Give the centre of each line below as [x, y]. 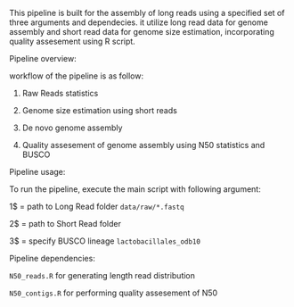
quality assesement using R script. [72, 41]
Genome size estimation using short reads [100, 110]
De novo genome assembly [72, 128]
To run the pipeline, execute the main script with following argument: [135, 189]
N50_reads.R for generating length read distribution [102, 275]
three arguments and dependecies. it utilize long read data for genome [139, 22]
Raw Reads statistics [60, 93]
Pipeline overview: [43, 58]
